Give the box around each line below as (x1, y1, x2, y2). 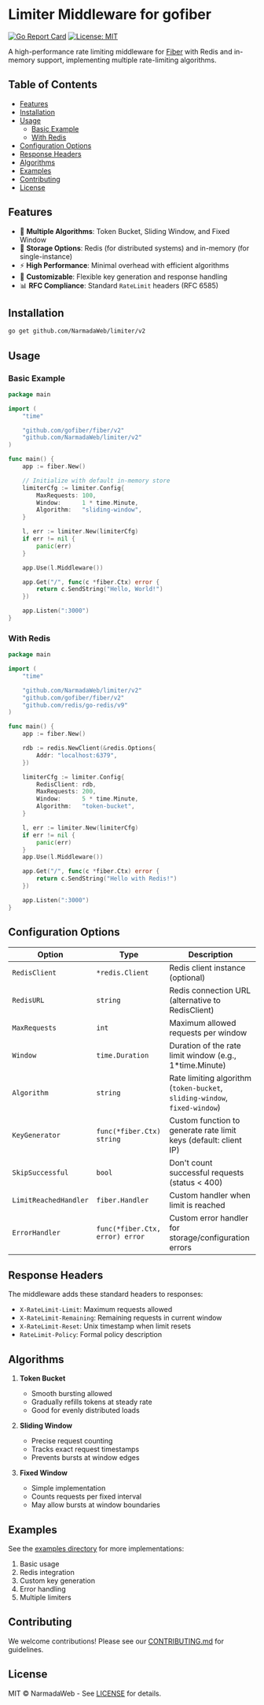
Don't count (168, 1157, 213, 1168)
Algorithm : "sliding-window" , (36, 506, 143, 514)
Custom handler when (168, 1190, 251, 1201)
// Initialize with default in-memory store (22, 477, 170, 485)
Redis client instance (168, 962, 246, 973)
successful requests (168, 1167, 244, 1178)
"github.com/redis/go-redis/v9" (22, 701, 128, 709)
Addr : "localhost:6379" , (36, 751, 118, 760)
